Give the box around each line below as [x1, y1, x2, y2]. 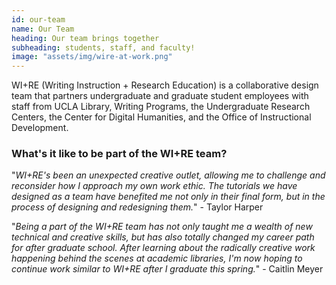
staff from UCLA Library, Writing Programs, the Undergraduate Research [11, 101, 311, 113]
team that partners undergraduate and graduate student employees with [11, 90, 309, 102]
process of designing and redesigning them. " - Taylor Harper [11, 201, 264, 213]
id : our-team [11, 14, 66, 25]
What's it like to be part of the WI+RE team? [11, 147, 228, 161]
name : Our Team [11, 24, 75, 34]
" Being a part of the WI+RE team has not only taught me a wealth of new [11, 221, 313, 233]
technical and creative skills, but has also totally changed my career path [11, 231, 315, 243]
